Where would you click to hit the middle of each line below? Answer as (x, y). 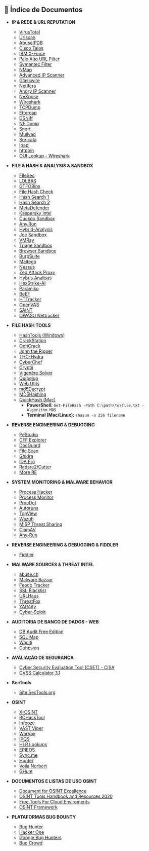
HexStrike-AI (32, 283)
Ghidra (26, 456)
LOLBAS (28, 180)
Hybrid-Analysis (36, 229)
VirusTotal (30, 32)
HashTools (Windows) (42, 335)
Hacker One (32, 832)
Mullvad (27, 134)
